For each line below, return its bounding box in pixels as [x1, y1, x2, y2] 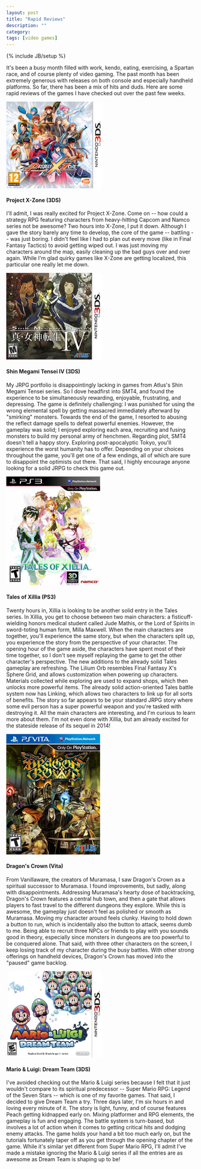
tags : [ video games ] [6, 35, 58, 42]
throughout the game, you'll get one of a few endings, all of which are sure [6, 452, 191, 459]
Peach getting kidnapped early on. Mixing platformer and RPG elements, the [6, 1111, 194, 1118]
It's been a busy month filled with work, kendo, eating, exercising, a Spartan [6, 64, 194, 72]
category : [6, 29, 31, 35]
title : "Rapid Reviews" [6, 16, 66, 22]
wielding [6, 619, 28, 626]
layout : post [6, 10, 39, 16]
